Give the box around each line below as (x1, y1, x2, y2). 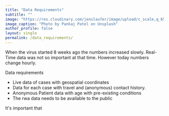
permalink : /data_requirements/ (5, 36, 73, 41)
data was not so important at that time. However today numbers (17, 54, 149, 60)
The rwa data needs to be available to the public (12, 95, 113, 101)
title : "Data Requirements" (5, 7, 64, 13)
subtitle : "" (5, 12, 33, 17)
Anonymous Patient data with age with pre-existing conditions (12, 90, 142, 96)
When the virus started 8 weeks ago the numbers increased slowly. (5, 49, 145, 55)
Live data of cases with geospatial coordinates (12, 79, 109, 85)
